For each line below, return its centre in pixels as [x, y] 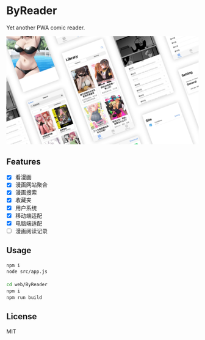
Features [23, 162]
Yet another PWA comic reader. [46, 28]
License [22, 316]
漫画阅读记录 [31, 231]
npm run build [24, 297]
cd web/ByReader [27, 285]
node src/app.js [27, 272]
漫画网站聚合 [31, 185]
